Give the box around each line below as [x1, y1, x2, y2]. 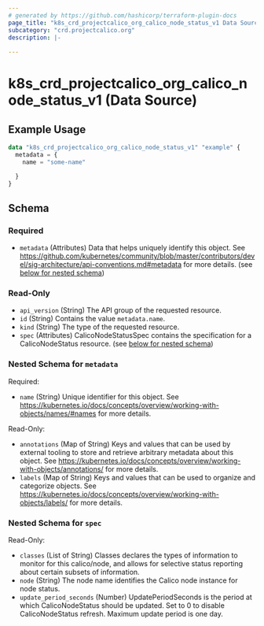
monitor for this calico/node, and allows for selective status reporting [19, 559, 244, 569]
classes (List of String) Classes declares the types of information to [19, 550, 238, 560]
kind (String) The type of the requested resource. [19, 322, 180, 332]
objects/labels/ [19, 498, 68, 507]
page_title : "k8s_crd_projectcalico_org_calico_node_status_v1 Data [8, 19, 237, 27]
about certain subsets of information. [19, 568, 140, 577]
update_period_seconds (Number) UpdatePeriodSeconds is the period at [19, 592, 253, 602]
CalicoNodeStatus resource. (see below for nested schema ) [19, 339, 214, 349]
